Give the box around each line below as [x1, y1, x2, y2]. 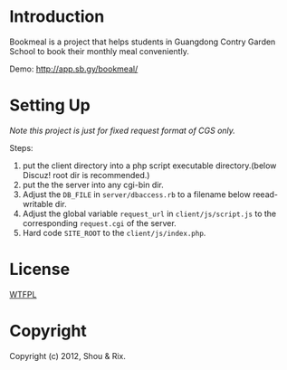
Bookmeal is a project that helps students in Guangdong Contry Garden [9, 36, 276, 47]
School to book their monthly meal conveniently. [9, 45, 190, 56]
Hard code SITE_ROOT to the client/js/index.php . [22, 227, 206, 238]
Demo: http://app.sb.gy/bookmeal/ [9, 63, 139, 74]
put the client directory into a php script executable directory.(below [22, 160, 277, 171]
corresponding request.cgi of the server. [22, 217, 177, 228]
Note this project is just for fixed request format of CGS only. [9, 125, 235, 136]
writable [22, 198, 53, 209]
